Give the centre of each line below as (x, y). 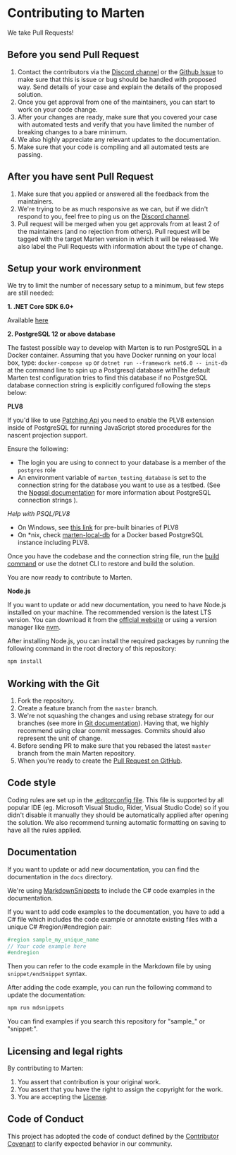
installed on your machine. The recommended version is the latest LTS (109, 612)
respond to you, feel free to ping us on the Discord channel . (104, 216)
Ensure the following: (38, 449)
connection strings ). (48, 500)
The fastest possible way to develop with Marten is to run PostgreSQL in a (115, 348)
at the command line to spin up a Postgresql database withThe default (109, 370)
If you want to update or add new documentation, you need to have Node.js (117, 605)
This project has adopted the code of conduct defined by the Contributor (113, 1136)
